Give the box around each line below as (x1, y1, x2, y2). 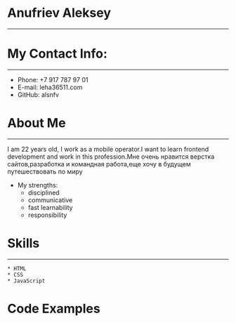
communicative (27, 195, 73, 204)
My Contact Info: (7, 46, 107, 62)
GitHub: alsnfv (17, 90, 60, 99)
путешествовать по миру (7, 167, 83, 176)
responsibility (27, 211, 67, 219)
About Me (7, 115, 66, 131)
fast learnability (27, 203, 73, 211)
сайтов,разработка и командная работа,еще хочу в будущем (7, 159, 191, 168)
